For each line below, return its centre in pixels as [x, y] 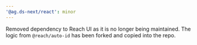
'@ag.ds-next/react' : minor [41, 12]
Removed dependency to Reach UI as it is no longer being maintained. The [98, 29]
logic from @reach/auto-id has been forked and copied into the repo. [91, 35]
